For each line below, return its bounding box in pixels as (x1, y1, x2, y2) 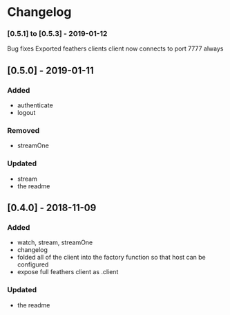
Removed (7, 126, 40, 136)
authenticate (17, 101, 53, 109)
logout (17, 109, 36, 117)
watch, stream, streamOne (17, 238, 93, 246)
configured (17, 260, 49, 269)
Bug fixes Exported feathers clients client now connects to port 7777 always (7, 44, 224, 53)
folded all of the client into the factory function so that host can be (17, 253, 206, 262)
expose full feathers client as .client (17, 268, 119, 276)
